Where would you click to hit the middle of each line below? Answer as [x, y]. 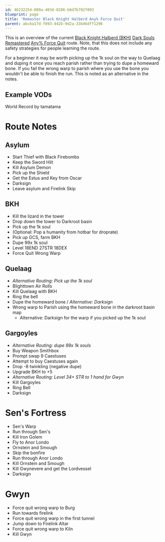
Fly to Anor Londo [31, 442]
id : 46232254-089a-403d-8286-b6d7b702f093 [50, 10]
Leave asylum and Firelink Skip [44, 189]
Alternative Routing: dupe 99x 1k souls [52, 345]
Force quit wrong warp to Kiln [43, 529]
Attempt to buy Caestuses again [45, 361]
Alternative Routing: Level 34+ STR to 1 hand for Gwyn [68, 377]
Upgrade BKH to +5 [32, 372]
